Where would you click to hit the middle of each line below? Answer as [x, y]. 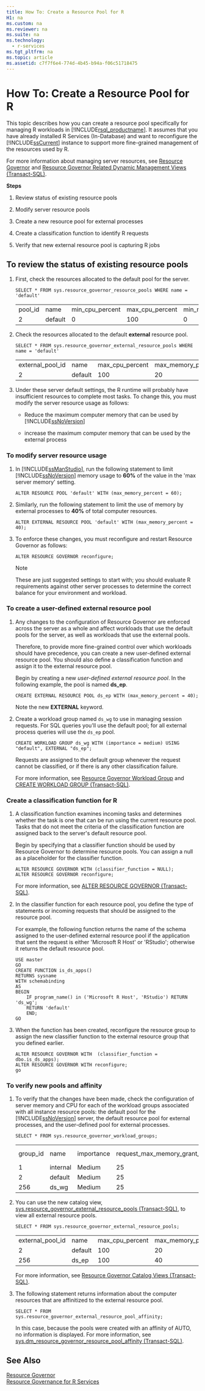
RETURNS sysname [36, 976]
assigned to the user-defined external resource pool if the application [103, 935]
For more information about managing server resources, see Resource [95, 161]
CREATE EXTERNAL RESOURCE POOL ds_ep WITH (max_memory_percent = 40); [107, 695]
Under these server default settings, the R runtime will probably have [102, 390]
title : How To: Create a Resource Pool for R [65, 12]
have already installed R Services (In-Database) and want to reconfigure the [102, 136]
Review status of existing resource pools [66, 198]
